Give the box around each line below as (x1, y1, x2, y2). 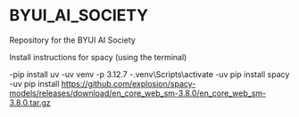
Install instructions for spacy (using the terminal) (9, 51, 187, 62)
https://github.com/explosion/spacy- (61, 78, 196, 89)
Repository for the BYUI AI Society (9, 35, 136, 45)
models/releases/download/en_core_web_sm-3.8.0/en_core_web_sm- (9, 88, 267, 98)
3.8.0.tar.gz (9, 97, 51, 107)
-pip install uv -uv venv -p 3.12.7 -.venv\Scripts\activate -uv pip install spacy (9, 68, 290, 80)
